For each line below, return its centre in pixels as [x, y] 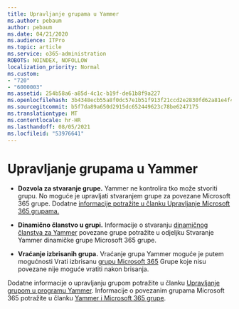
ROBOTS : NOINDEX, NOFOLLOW [47, 61]
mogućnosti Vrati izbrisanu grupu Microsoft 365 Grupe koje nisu [112, 262]
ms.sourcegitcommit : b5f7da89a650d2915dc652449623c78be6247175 [103, 107]
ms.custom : [23, 74]
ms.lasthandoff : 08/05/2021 [49, 127]
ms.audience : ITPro [36, 41]
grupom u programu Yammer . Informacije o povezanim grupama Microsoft [116, 290]
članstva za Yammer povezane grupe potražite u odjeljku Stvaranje [116, 233]
